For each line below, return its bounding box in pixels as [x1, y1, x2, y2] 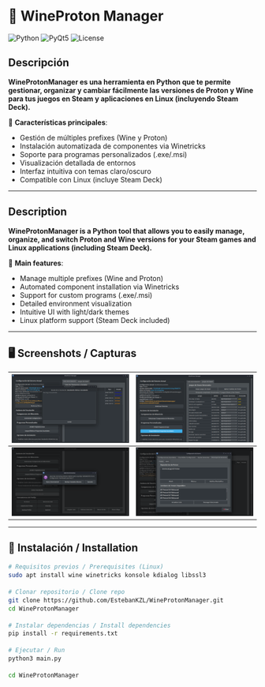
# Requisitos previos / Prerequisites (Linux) [8, 563, 164, 571]
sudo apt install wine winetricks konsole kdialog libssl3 [8, 572, 207, 580]
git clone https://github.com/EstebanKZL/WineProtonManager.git [8, 596, 224, 604]
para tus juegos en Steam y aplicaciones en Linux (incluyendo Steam [8, 94, 239, 103]
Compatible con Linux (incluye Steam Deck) [19, 175, 163, 184]
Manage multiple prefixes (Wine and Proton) [19, 273, 164, 283]
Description [8, 205, 67, 219]
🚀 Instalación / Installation [8, 541, 139, 554]
